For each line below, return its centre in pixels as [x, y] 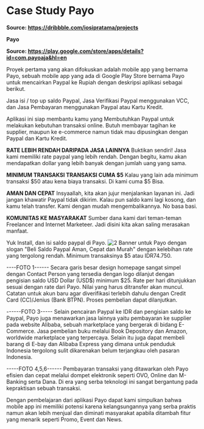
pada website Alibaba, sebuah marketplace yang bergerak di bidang [92, 324]
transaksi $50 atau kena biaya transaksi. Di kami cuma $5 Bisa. [85, 181]
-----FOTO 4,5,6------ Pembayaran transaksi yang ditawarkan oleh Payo [97, 369]
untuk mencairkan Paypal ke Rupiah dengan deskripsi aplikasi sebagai [94, 82]
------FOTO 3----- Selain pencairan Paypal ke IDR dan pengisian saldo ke [99, 311]
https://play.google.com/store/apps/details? [86, 51]
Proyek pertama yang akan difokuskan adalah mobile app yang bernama [97, 69]
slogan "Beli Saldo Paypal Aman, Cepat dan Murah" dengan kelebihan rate [100, 249]
